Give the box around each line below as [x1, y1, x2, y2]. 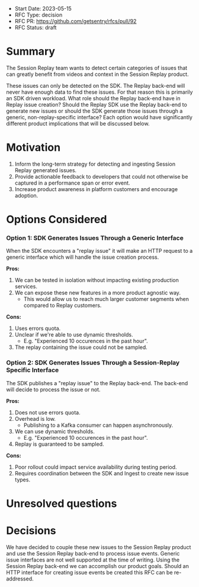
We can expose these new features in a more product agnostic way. [14, 289, 181, 296]
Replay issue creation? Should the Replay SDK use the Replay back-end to [6, 101, 188, 108]
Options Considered [6, 213, 107, 226]
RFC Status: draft [14, 24, 57, 31]
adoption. [14, 192, 38, 199]
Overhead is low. [14, 415, 56, 422]
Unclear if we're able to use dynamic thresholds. [14, 331, 133, 338]
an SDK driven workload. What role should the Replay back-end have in [6, 94, 181, 101]
